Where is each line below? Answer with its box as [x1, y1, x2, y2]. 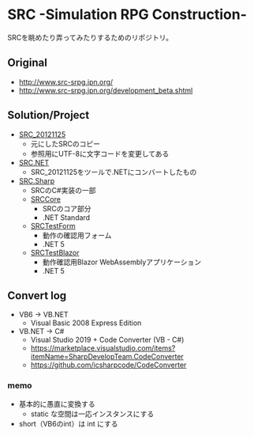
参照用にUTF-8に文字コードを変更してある [30, 149, 170, 158]
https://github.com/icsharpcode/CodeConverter [30, 360, 187, 370]
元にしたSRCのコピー [30, 138, 100, 148]
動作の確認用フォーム [42, 230, 112, 240]
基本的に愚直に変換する [18, 399, 95, 408]
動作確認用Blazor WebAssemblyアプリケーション [42, 257, 202, 267]
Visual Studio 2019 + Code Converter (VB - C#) [30, 335, 185, 345]
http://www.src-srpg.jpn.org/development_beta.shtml [18, 85, 193, 95]
